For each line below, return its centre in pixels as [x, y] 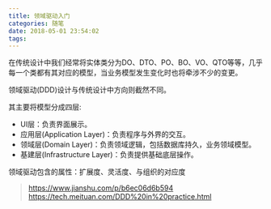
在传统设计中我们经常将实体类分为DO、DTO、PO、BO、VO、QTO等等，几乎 [135, 62]
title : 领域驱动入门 [39, 16]
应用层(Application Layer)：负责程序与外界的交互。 [105, 134]
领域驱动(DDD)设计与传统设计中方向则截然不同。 [90, 90]
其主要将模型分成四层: [45, 107]
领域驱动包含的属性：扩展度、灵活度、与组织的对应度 [97, 172]
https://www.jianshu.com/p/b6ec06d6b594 [101, 188]
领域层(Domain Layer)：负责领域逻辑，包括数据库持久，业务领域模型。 [138, 145]
